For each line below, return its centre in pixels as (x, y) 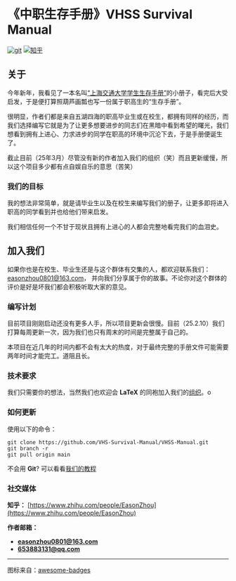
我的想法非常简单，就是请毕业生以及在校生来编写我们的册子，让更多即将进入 (118, 203)
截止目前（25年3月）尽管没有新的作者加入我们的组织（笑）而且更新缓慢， (114, 157)
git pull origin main (39, 455)
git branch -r (28, 448)
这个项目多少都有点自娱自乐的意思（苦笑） (75, 167)
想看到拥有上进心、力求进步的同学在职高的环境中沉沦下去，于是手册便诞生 (115, 133)
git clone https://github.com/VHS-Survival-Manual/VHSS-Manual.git (108, 442)
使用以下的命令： (32, 429)
